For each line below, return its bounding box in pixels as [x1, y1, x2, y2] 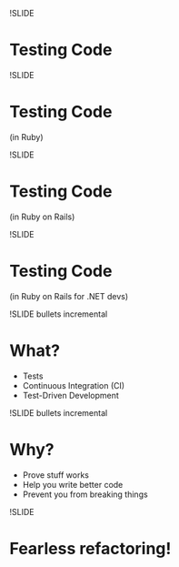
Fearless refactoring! [9, 538, 172, 559]
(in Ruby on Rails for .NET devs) [9, 290, 129, 301]
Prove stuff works [22, 469, 89, 481]
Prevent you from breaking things [22, 489, 148, 500]
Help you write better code [22, 479, 124, 490]
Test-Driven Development [22, 390, 120, 400]
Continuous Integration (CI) [22, 380, 125, 390]
